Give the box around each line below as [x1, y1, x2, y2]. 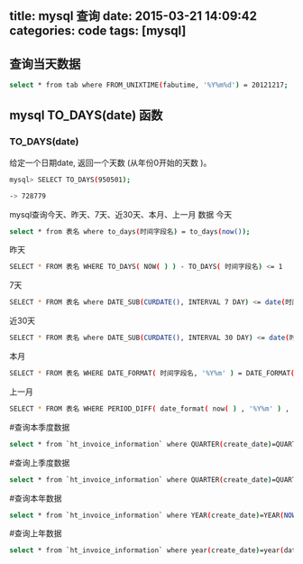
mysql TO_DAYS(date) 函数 [9, 107, 163, 124]
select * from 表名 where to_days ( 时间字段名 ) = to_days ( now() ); [9, 227, 251, 236]
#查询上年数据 [9, 528, 62, 539]
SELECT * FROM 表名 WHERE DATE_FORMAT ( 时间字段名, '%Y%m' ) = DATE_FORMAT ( [9, 369, 295, 378]
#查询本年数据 [9, 493, 62, 504]
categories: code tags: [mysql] [9, 23, 187, 39]
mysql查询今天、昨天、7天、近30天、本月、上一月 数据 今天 [9, 208, 233, 219]
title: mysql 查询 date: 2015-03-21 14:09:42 [9, 8, 257, 24]
